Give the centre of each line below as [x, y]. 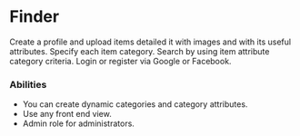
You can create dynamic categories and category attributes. [135, 104]
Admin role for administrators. [78, 123]
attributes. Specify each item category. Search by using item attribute [140, 51]
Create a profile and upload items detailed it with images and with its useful [150, 42]
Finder [35, 17]
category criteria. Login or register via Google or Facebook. [120, 61]
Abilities [28, 84]
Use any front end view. [67, 114]
